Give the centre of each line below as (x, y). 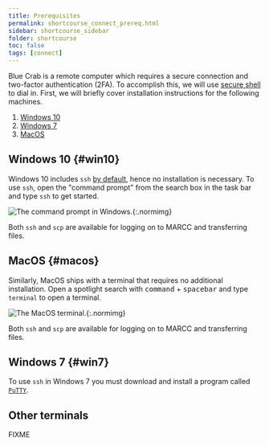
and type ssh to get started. (54, 196)
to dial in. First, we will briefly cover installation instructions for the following (134, 93)
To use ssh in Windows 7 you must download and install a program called (129, 382)
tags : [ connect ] (35, 53)
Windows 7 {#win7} (59, 362)
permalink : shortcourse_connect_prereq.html (84, 23)
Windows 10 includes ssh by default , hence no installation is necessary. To (131, 178)
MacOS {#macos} (54, 261)
